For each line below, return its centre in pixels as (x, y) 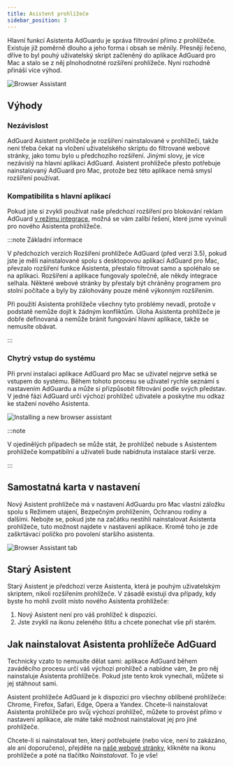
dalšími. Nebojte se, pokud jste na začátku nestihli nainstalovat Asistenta (112, 519)
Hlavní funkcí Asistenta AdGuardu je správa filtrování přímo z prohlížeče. (111, 40)
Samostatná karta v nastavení (74, 487)
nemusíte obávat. (32, 327)
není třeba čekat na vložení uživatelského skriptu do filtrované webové (109, 149)
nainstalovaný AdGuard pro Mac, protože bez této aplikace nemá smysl (110, 171)
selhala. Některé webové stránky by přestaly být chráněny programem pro (114, 283)
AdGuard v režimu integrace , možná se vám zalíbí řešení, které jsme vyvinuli (117, 219)
